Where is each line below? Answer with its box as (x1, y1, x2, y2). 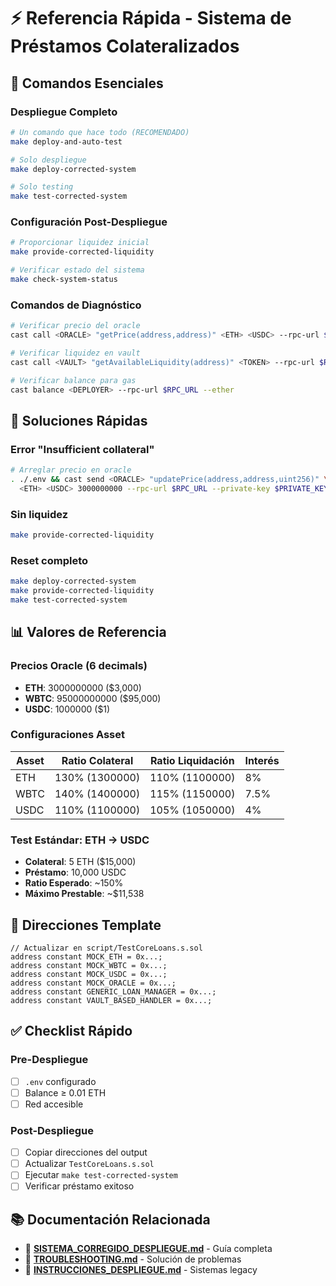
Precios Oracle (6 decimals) (10, 659, 148, 673)
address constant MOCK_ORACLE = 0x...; (10, 978, 177, 988)
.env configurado (24, 1075, 97, 1087)
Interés (244, 753, 280, 767)
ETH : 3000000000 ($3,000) (24, 681, 142, 694)
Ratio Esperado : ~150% (24, 877, 124, 889)
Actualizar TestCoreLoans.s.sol (24, 1158, 155, 1170)
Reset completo (10, 553, 89, 567)
